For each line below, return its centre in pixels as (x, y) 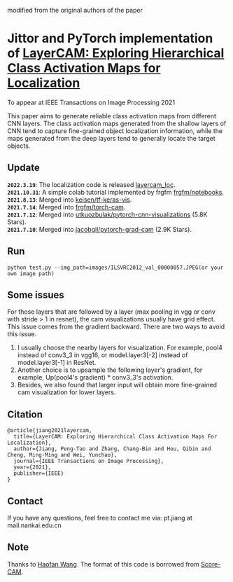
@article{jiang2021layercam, (50, 431)
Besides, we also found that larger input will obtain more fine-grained (117, 385)
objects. (19, 146)
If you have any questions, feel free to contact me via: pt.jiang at (100, 518)
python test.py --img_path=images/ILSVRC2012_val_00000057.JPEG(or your (115, 268)
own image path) (31, 273)
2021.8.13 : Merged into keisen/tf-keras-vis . (70, 200)
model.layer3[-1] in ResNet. (57, 363)
